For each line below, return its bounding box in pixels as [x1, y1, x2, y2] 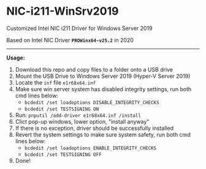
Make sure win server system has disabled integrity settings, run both [15, 85, 192, 92]
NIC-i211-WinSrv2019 [6, 4, 119, 18]
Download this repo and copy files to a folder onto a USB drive [15, 66, 174, 73]
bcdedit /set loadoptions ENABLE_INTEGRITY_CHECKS [24, 145, 157, 151]
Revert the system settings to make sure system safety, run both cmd [15, 130, 191, 138]
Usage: [6, 54, 26, 61]
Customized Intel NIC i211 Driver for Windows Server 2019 [6, 24, 153, 32]
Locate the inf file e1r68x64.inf [15, 78, 96, 86]
